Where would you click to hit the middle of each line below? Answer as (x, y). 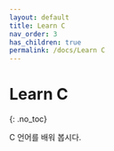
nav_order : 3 (33, 34)
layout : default (39, 17)
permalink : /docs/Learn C (57, 51)
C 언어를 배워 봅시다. (45, 138)
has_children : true (45, 42)
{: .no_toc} (28, 119)
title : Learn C (37, 26)
